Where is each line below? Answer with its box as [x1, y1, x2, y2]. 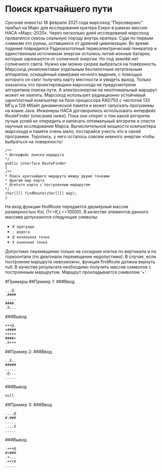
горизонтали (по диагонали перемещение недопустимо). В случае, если [5, 254, 156, 259]
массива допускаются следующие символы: [5, 214, 99, 220]
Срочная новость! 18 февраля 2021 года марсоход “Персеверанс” [5, 20, 143, 25]
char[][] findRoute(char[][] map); [5, 191, 77, 196]
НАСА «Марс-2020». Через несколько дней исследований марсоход [5, 30, 149, 36]
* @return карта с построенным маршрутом [5, 182, 90, 187]
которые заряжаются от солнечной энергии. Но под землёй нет [5, 56, 139, 61]
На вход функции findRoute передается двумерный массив [5, 203, 128, 209]
